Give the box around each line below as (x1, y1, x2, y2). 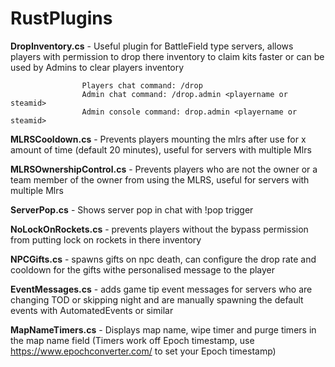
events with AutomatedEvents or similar (10, 304, 174, 316)
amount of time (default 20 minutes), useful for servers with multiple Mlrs (10, 143, 312, 156)
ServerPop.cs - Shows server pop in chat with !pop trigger (10, 203, 254, 216)
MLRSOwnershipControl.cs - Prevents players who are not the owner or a (10, 163, 318, 175)
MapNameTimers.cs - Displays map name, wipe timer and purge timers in (10, 323, 317, 336)
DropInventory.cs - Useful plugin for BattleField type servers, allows (10, 40, 294, 52)
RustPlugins (10, 7, 113, 30)
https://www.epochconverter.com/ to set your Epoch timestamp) (10, 345, 277, 357)
